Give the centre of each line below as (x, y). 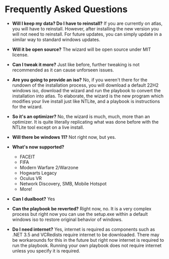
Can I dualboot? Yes (33, 199)
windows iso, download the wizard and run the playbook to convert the (86, 90)
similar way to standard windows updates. (56, 40)
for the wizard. (27, 106)
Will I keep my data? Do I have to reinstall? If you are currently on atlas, (87, 23)
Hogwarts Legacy (38, 173)
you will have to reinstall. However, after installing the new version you (86, 28)
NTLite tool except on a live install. (48, 127)
